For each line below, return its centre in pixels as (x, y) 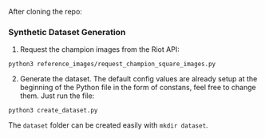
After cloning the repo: (45, 12)
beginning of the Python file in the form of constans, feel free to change (138, 88)
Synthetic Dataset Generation (67, 32)
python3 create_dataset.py (53, 111)
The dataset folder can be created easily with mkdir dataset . (109, 125)
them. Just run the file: (57, 96)
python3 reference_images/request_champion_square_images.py (112, 64)
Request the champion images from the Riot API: (99, 49)
